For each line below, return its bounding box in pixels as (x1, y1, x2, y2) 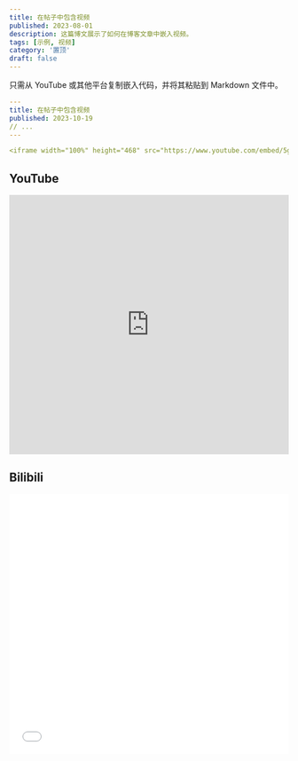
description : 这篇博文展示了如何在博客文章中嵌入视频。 (9, 29, 193, 38)
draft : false (9, 54, 58, 63)
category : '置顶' (9, 46, 71, 55)
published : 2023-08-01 (9, 21, 93, 30)
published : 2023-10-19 (9, 114, 93, 122)
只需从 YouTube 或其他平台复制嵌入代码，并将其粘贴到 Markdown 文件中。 (9, 80, 283, 90)
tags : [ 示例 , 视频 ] (9, 37, 76, 47)
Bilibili (9, 470, 44, 485)
